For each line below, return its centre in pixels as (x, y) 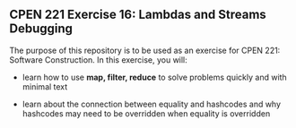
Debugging (41, 29)
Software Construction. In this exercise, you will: (99, 60)
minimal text (45, 86)
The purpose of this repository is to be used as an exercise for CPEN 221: (145, 50)
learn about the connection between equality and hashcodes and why (151, 104)
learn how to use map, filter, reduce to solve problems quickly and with (154, 77)
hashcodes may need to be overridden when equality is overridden (146, 113)
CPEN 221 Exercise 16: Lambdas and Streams (138, 15)
